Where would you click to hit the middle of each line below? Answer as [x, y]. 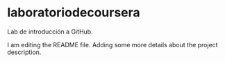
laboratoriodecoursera [74, 13]
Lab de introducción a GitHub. [50, 32]
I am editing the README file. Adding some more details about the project [112, 45]
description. [24, 52]
